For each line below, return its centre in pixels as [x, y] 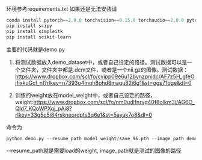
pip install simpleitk [35, 31]
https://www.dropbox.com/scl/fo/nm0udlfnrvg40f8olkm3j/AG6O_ [114, 102]
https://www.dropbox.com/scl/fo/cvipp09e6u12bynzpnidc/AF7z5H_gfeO [105, 76]
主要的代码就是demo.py [35, 49]
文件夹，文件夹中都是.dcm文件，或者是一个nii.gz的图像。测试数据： [104, 69]
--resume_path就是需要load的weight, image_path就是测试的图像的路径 [94, 151]
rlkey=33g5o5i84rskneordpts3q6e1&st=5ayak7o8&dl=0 [83, 115]
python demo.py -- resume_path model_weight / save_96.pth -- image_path [95, 138]
